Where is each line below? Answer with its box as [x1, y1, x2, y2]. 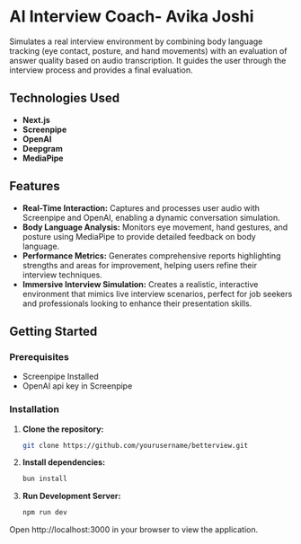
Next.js [22, 114, 51, 125]
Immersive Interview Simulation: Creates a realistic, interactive [22, 278, 259, 289]
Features [9, 179, 60, 194]
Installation [9, 403, 60, 416]
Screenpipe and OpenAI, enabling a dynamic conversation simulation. [22, 212, 280, 223]
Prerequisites [9, 350, 69, 363]
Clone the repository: [22, 424, 104, 434]
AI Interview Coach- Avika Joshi [9, 6, 254, 27]
